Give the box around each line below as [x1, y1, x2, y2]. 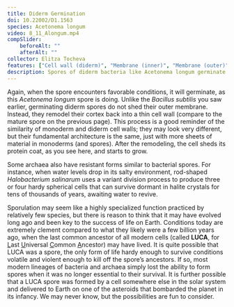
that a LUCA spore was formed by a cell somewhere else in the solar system [7, 277, 226, 285]
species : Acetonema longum [7, 23, 86, 30]
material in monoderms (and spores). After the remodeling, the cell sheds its [7, 139, 226, 148]
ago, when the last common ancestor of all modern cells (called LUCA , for [7, 233, 220, 241]
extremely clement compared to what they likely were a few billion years [7, 226, 214, 234]
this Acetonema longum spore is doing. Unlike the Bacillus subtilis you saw [7, 95, 222, 103]
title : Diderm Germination [7, 10, 86, 17]
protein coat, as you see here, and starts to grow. [7, 147, 148, 155]
